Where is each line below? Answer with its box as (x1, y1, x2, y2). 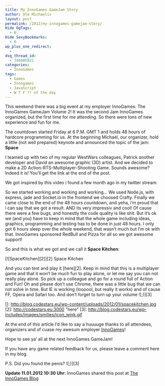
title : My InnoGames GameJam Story (5, 7, 78, 12)
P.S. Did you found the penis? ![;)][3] (5, 361, 80, 367)
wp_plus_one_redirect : (5, 44, 52, 49)
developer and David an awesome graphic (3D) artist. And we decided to (5, 159, 153, 166)
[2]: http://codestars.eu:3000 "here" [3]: (5, 306, 87, 312)
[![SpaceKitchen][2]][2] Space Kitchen (5, 256, 84, 262)
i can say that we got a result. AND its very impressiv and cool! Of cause (5, 205, 152, 211)
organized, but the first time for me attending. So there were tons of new (5, 114, 152, 120)
